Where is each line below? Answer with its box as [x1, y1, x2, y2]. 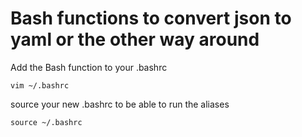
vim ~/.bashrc [10, 80, 70, 91]
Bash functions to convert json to [10, 7, 292, 30]
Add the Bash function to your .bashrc [10, 61, 168, 73]
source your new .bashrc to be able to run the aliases [10, 98, 230, 110]
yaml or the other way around [10, 28, 260, 51]
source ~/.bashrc [10, 117, 83, 127]
